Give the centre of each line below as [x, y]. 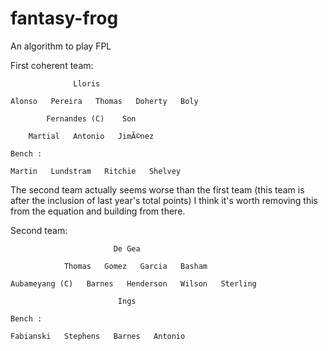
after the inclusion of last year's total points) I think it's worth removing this [164, 200]
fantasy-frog [64, 18]
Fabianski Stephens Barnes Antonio [98, 336]
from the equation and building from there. [98, 211]
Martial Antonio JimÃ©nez [91, 136]
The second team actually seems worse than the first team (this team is [157, 189]
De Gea [127, 248]
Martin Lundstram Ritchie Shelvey [96, 171]
